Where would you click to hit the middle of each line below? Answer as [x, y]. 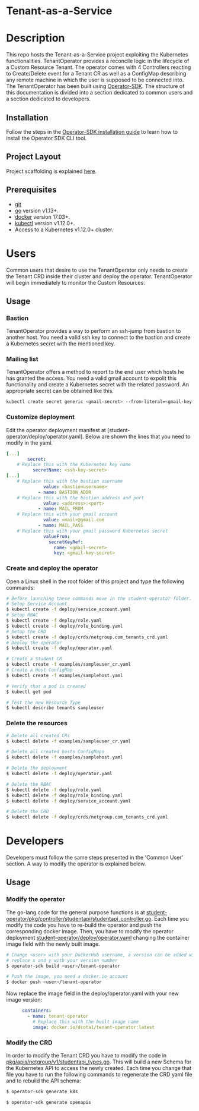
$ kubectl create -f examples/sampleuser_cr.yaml [69, 665]
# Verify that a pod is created [46, 686]
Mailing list [22, 359]
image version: [24, 1000]
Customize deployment [41, 417]
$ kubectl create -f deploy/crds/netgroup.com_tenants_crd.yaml [87, 637]
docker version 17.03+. [42, 217]
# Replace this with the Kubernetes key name [74, 465]
